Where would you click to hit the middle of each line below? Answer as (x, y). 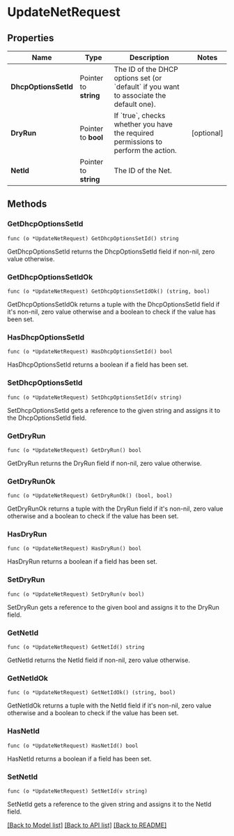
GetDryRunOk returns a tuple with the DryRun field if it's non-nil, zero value (115, 509)
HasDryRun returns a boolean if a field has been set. (83, 562)
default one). (135, 104)
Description (149, 58)
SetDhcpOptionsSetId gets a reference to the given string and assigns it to (114, 410)
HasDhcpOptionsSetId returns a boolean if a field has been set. (98, 365)
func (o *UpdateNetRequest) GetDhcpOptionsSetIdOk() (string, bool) (109, 291)
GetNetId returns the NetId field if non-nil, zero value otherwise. (99, 660)
